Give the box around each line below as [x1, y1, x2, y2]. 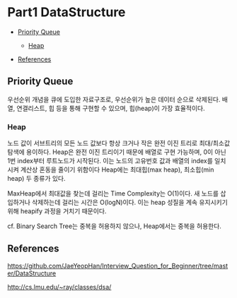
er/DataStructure [7, 269, 57, 278]
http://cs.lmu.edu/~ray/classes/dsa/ [7, 282, 112, 291]
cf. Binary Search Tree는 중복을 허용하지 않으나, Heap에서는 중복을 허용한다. [7, 222, 221, 230]
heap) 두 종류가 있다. [7, 174, 66, 183]
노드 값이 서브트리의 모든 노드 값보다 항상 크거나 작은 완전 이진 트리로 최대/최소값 [7, 139, 231, 148]
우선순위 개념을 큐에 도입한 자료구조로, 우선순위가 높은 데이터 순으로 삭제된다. [7, 95, 221, 103]
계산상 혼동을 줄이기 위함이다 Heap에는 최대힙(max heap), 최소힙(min [20, 165, 214, 174]
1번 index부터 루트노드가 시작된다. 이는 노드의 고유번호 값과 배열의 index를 [7, 157, 214, 165]
